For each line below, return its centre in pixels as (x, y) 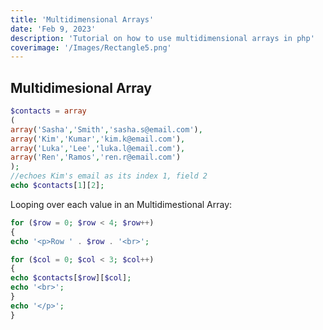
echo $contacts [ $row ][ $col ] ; (71, 278)
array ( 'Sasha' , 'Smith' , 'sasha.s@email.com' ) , (106, 129)
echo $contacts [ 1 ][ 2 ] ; (57, 186)
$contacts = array (48, 111)
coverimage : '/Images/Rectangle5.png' (91, 47)
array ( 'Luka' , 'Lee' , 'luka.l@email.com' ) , (98, 148)
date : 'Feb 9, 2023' (53, 29)
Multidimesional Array (81, 87)
